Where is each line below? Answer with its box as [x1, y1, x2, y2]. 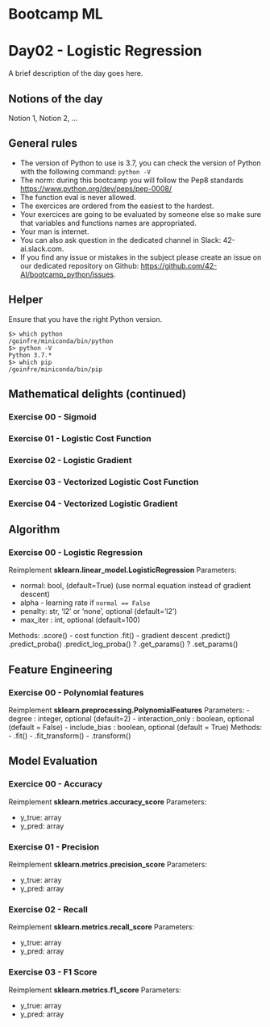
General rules [8, 136, 78, 150]
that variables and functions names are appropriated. [19, 218, 197, 228]
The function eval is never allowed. [19, 192, 136, 202]
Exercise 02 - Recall [8, 904, 89, 915]
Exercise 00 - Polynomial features [8, 687, 144, 698]
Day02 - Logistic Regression [8, 42, 203, 61]
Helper [8, 293, 44, 307]
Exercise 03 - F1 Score [8, 966, 98, 978]
